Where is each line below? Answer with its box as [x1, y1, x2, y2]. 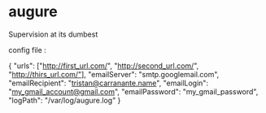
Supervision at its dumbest [8, 29, 98, 39]
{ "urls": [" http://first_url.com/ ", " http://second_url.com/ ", [8, 60, 199, 71]
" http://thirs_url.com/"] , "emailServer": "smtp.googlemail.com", [8, 69, 220, 79]
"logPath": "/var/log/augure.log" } [8, 95, 121, 105]
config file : [8, 45, 46, 54]
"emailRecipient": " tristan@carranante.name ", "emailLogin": [8, 78, 209, 88]
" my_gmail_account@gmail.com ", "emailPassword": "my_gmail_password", [8, 86, 259, 96]
